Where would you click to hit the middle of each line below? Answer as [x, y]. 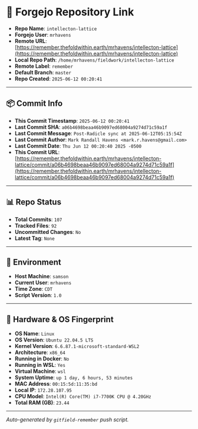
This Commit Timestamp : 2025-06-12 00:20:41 [72, 121]
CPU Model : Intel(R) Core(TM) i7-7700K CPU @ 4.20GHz [83, 396]
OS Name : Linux [34, 334]
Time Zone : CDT [34, 289]
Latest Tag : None [34, 238]
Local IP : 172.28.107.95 [43, 390]
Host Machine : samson [42, 277]
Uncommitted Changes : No [48, 232]
